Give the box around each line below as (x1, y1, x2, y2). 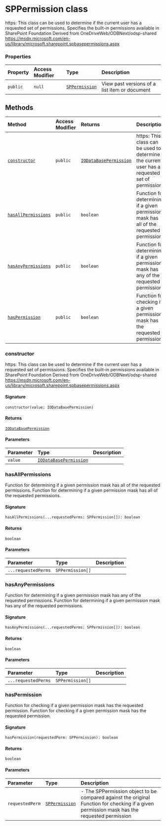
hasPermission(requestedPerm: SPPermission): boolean (5, 735, 119, 740)
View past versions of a (101, 80, 156, 87)
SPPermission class (5, 3, 88, 15)
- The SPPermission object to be (81, 787, 157, 794)
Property (7, 69, 29, 76)
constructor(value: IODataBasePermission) (5, 405, 94, 410)
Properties (5, 53, 31, 60)
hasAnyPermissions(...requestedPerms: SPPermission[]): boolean (5, 625, 140, 630)
